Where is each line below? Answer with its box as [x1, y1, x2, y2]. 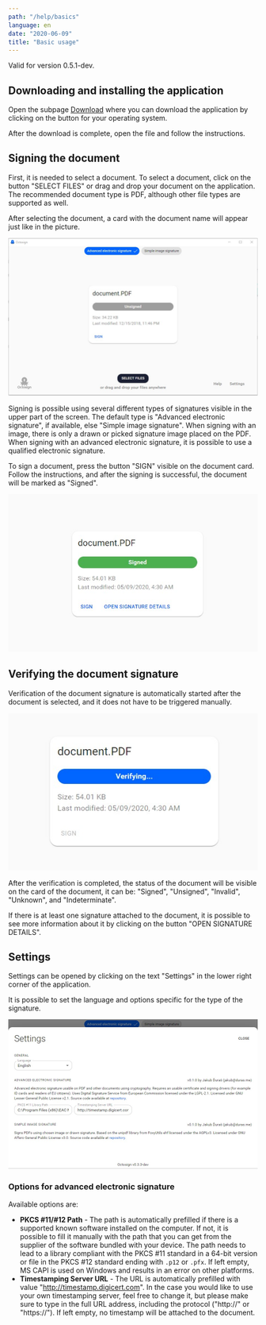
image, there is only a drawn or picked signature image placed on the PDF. [8, 429, 252, 438]
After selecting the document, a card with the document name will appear [8, 213, 249, 222]
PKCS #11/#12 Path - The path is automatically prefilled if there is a [19, 1215, 239, 1224]
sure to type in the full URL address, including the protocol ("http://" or [19, 1299, 250, 1308]
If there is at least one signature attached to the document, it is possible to [8, 910, 251, 920]
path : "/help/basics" [8, 13, 80, 21]
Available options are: [8, 1199, 79, 1209]
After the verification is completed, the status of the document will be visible [8, 878, 257, 887]
